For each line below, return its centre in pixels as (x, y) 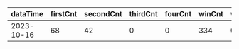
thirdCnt (143, 14)
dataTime (27, 14)
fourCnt (178, 14)
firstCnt (64, 14)
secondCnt (103, 14)
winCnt (211, 14)
